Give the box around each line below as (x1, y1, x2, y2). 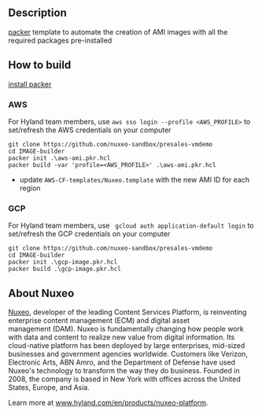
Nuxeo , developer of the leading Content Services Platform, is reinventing (8, 307, 247, 317)
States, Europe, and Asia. (8, 383, 90, 392)
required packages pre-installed (8, 35, 113, 45)
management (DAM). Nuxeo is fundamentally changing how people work (8, 324, 244, 334)
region (19, 183, 41, 192)
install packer (8, 79, 52, 89)
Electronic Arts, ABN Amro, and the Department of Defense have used (8, 358, 236, 367)
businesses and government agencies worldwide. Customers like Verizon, (8, 350, 248, 359)
